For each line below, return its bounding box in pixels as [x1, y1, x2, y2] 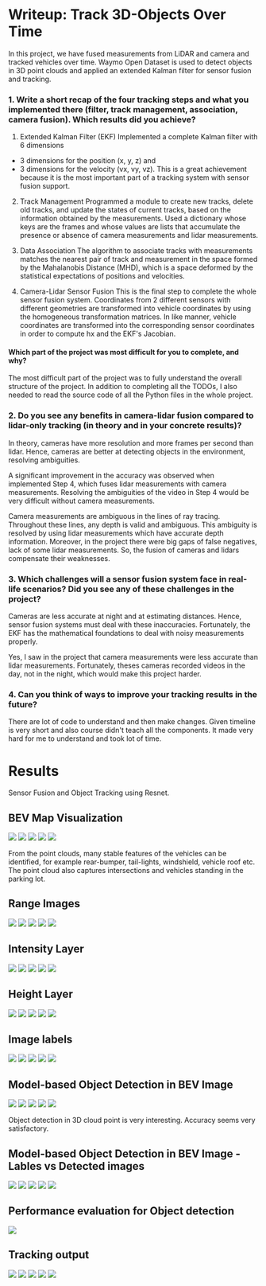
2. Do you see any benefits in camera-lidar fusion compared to [8, 410, 254, 421]
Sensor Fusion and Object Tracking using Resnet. [8, 788, 170, 797]
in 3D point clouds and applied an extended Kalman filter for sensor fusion [8, 65, 252, 75]
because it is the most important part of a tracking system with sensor [19, 173, 250, 182]
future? [8, 699, 38, 710]
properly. [8, 637, 38, 646]
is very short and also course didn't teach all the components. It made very [8, 726, 254, 735]
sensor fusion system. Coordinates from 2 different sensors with [19, 295, 231, 305]
